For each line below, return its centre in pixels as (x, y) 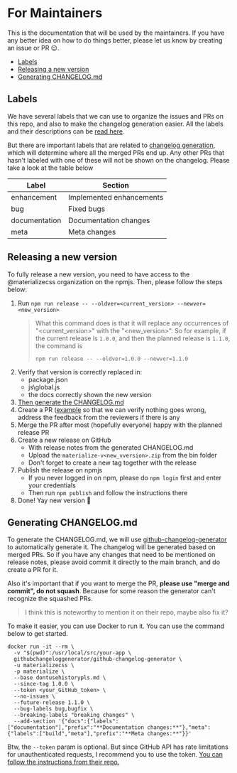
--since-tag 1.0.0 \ (44, 684)
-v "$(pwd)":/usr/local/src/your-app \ (73, 653)
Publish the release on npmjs (60, 470)
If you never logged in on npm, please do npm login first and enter (125, 477)
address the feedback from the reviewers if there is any (99, 417)
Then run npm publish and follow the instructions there (108, 492)
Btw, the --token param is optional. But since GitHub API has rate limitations (118, 747)
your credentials (52, 485)
